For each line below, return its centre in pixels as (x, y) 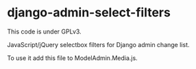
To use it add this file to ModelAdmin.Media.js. (73, 58)
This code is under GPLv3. (44, 31)
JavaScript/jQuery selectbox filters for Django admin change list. (98, 44)
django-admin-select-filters (89, 13)
